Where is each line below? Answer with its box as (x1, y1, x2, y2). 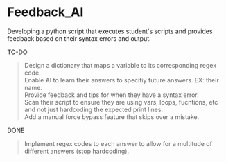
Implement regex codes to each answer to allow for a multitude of (24, 139, 213, 147)
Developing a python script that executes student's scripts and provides (7, 27, 213, 35)
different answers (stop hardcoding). (24, 147, 130, 155)
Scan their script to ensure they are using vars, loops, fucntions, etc (24, 98, 218, 106)
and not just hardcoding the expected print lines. (24, 105, 164, 114)
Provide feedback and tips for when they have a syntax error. (24, 91, 199, 99)
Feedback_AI (7, 4, 84, 20)
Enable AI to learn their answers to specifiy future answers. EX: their (24, 75, 220, 84)
